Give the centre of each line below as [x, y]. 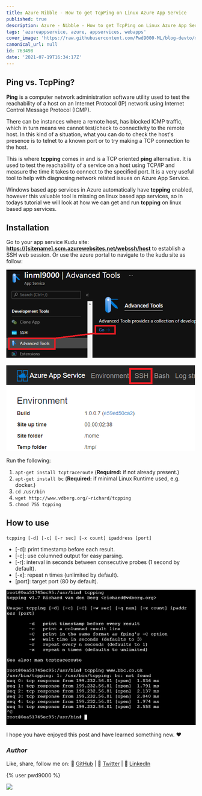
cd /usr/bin [30, 492]
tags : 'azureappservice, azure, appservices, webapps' [76, 32]
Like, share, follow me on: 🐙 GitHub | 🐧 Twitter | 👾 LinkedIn [78, 763]
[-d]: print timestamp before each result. [65, 549]
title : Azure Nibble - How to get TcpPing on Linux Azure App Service [96, 13]
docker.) [25, 484]
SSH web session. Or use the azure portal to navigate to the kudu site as [96, 255]
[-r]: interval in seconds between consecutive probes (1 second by [97, 562]
